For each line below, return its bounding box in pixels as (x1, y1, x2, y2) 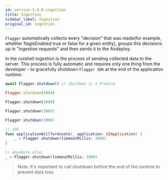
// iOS (5, 127, 19, 132)
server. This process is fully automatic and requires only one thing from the (5, 61, 160, 67)
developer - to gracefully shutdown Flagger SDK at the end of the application (5, 66, 163, 72)
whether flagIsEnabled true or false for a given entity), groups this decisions (5, 41, 162, 47)
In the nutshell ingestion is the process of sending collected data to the (5, 56, 152, 62)
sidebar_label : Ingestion (5, 17, 59, 22)
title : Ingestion (5, 12, 42, 17)
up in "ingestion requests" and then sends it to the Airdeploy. (5, 46, 131, 52)
